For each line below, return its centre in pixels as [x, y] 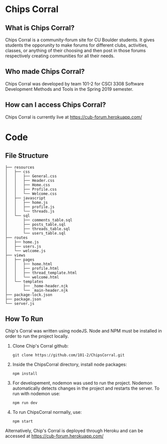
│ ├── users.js [23, 246]
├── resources [20, 167]
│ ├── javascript [25, 198]
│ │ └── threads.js [30, 211]
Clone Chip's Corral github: [40, 346]
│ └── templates [24, 282]
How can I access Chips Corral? [55, 105]
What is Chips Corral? [40, 28]
